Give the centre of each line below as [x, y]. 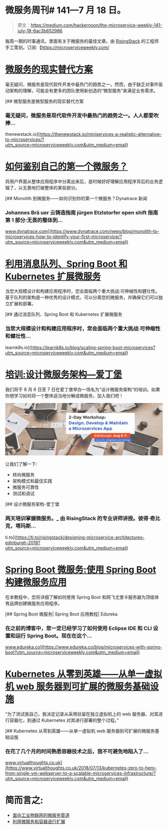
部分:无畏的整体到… [39, 220]
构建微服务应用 [36, 582]
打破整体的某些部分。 [58, 188]
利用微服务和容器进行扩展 [39, 821]
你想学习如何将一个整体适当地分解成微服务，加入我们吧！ [64, 395]
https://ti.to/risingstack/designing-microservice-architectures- [80, 537]
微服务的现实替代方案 [49, 69]
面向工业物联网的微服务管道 [41, 815]
